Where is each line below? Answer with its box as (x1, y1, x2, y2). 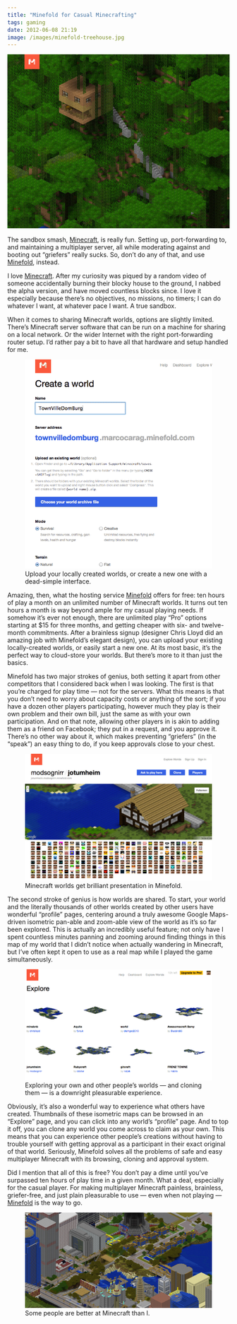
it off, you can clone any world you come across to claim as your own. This (7, 1124, 224, 1133)
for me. (7, 345, 28, 354)
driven (7, 918, 26, 926)
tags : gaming (7, 18, 46, 26)
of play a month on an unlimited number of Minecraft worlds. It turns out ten (7, 598, 228, 607)
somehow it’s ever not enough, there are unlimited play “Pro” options (7, 613, 207, 622)
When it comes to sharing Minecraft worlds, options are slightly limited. (7, 315, 214, 324)
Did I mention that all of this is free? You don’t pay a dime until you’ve (7, 1168, 208, 1176)
